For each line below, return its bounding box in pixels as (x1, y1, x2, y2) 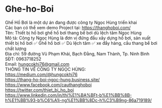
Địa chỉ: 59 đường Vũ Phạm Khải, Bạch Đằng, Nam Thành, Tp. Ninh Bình (5, 51, 150, 56)
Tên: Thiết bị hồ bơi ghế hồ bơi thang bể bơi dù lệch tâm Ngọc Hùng (5, 30, 142, 36)
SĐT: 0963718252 (5, 56, 41, 62)
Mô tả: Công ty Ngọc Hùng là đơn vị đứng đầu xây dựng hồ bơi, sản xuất (5, 35, 151, 41)
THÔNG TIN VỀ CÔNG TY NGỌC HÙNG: (5, 66, 86, 72)
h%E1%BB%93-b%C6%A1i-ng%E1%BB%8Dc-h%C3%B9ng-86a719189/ (5, 97, 152, 103)
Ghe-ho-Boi (5, 3, 54, 15)
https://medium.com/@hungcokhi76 (5, 72, 78, 77)
